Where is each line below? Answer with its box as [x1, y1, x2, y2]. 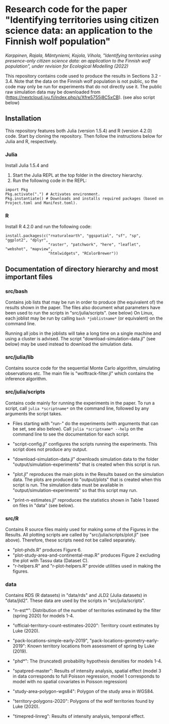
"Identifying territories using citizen [5, 14, 159, 26]
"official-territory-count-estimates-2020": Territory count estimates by [12, 623, 160, 629]
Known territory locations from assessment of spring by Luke [27, 643, 155, 649]
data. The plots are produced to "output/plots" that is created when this [12, 476, 161, 482]
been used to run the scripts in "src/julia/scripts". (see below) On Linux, [5, 310, 154, 316]
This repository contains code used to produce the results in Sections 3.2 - [5, 73, 161, 79]
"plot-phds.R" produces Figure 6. [12, 547, 82, 553]
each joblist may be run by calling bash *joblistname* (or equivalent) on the [5, 315, 163, 321]
